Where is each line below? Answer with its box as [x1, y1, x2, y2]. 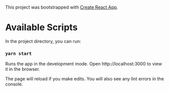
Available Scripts [5, 22, 78, 33]
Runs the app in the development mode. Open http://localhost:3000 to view [5, 61, 162, 67]
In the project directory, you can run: [5, 38, 81, 44]
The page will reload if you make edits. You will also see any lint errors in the [5, 76, 164, 82]
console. [5, 81, 24, 87]
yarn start [5, 50, 32, 56]
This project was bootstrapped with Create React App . [5, 4, 119, 10]
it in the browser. [5, 66, 40, 72]
